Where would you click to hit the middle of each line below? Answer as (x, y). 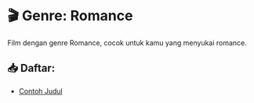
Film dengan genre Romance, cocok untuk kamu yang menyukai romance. (127, 43)
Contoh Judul (41, 91)
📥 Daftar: (31, 68)
